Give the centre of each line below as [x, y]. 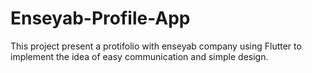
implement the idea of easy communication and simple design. [139, 56]
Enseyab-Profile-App [100, 18]
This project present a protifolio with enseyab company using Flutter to [156, 46]
